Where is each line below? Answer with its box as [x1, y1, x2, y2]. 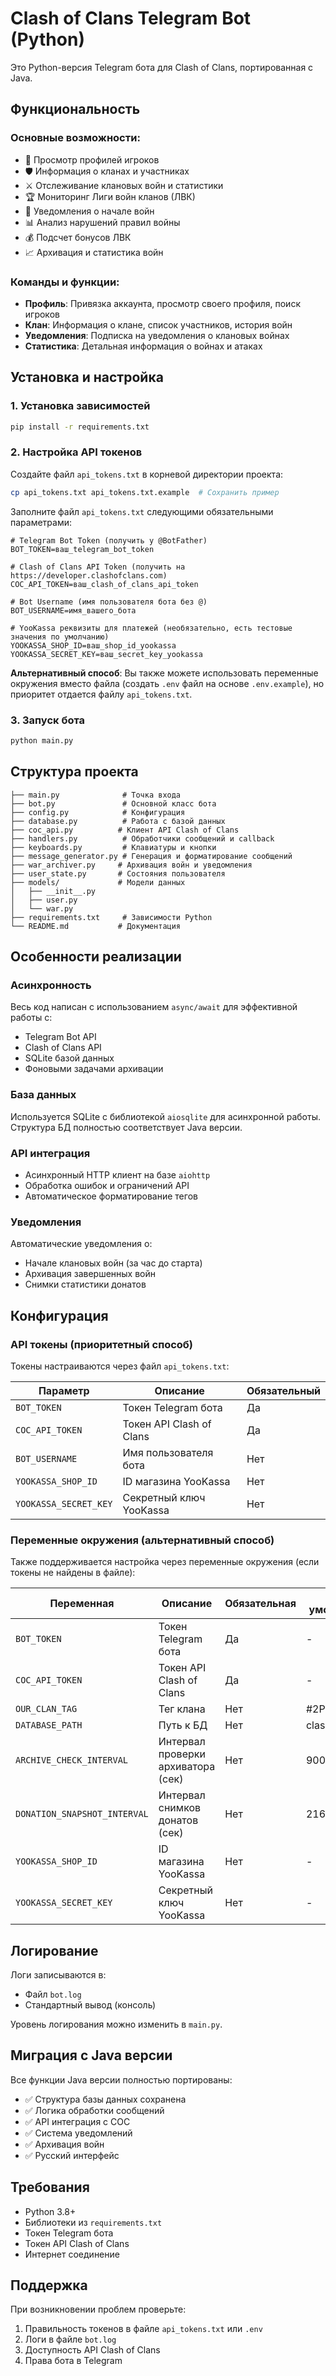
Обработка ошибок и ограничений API [24, 1179, 190, 1191]
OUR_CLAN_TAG [15, 1703, 78, 1715]
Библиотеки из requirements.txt [24, 2216, 163, 2228]
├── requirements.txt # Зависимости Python [10, 912, 213, 922]
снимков [158, 1801, 202, 1815]
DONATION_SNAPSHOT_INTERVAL [15, 1808, 149, 1820]
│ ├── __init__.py [10, 886, 97, 896]
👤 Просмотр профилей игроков [24, 153, 160, 166]
